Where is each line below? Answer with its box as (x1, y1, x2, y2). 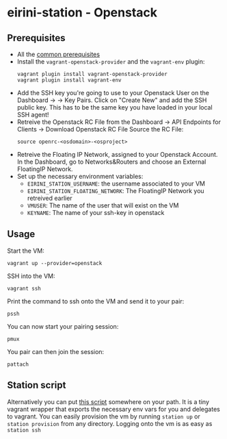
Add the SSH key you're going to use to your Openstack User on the (16, 89, 210, 97)
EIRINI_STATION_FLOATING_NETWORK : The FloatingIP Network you (27, 187, 204, 195)
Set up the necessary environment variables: (16, 173, 144, 180)
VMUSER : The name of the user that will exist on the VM (27, 201, 179, 210)
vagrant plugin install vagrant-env (16, 77, 122, 84)
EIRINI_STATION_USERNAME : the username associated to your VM (27, 179, 205, 188)
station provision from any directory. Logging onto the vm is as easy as (7, 419, 213, 427)
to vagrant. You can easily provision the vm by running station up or (7, 412, 200, 421)
